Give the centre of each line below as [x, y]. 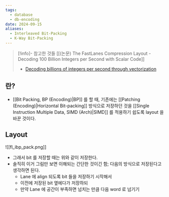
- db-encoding [25, 19]
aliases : [14, 29]
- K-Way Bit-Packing [31, 39]
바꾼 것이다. [24, 118]
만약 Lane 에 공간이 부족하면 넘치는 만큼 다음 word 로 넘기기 [80, 189]
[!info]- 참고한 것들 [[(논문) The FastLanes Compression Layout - [84, 53]
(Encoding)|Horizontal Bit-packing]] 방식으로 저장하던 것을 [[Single [81, 106]
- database [21, 15]
